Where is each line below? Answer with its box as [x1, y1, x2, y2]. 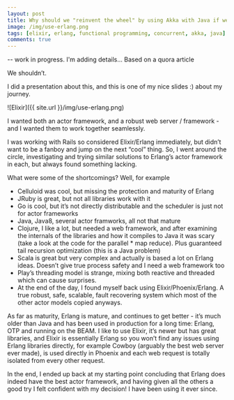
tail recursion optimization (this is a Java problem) [17, 246, 161, 255]
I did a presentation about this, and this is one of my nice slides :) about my [7, 82, 223, 91]
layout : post [7, 10, 45, 17]
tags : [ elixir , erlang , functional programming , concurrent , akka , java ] [7, 29, 226, 37]
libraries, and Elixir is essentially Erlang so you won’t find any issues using [7, 334, 219, 343]
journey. [7, 90, 31, 98]
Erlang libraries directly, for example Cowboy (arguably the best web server [7, 341, 224, 350]
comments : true [7, 36, 52, 43]
